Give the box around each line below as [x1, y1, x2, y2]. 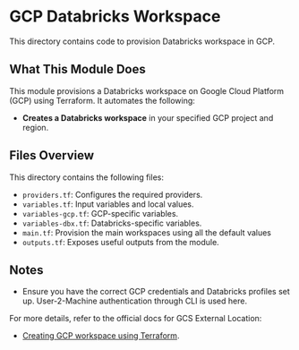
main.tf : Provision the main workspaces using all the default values [21, 226, 271, 238]
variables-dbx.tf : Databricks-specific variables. [21, 218, 202, 228]
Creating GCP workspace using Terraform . [21, 330, 180, 341]
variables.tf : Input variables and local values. [21, 199, 194, 209]
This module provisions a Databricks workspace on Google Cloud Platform [9, 85, 285, 96]
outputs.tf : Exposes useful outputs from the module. [21, 236, 219, 247]
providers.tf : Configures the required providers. [21, 189, 203, 200]
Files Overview [9, 148, 95, 163]
